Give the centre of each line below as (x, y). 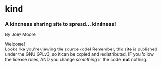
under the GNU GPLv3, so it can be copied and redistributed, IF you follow (80, 54)
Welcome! (15, 44)
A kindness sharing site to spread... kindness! (61, 24)
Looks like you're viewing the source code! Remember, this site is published (81, 49)
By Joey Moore (20, 34)
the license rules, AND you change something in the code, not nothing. (76, 60)
